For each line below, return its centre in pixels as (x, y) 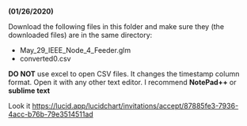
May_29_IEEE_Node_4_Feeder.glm (75, 50)
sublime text (29, 91)
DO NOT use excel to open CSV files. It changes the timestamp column (124, 74)
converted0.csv (45, 59)
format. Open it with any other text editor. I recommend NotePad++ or (122, 82)
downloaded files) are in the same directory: (80, 35)
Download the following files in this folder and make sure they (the (116, 26)
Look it (19, 106)
